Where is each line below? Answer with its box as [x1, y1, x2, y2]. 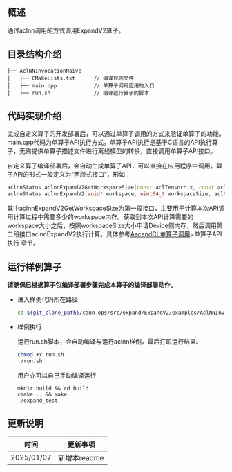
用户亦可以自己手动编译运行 [17, 371, 97, 379]
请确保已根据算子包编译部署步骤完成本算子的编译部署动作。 [7, 281, 177, 289]
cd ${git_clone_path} [17, 309, 79, 316]
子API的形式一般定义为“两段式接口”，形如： [7, 171, 131, 179]
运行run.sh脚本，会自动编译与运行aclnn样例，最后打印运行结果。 [17, 337, 202, 345]
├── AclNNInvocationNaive [7, 67, 81, 74]
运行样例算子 [7, 261, 62, 272]
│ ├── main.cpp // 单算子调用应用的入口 [7, 82, 155, 89]
